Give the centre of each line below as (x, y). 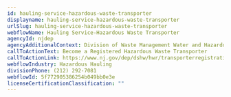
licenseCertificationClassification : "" (66, 83)
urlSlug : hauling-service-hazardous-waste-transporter (87, 26)
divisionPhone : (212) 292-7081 (52, 70)
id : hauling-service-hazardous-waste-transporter (80, 13)
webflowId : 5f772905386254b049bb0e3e (61, 77)
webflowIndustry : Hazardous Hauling (59, 64)
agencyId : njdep (30, 39)
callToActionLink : (33, 58)
